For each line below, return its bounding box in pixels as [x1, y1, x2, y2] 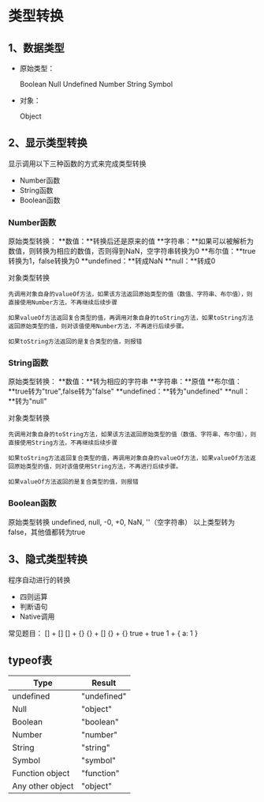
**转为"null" [8, 397, 47, 406]
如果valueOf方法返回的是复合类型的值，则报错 [8, 478, 139, 486]
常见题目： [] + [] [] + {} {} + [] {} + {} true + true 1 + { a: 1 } [8, 628, 199, 638]
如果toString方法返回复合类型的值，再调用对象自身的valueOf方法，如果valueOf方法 [8, 454, 251, 462]
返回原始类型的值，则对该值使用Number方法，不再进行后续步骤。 [8, 322, 188, 330]
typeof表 [8, 653, 53, 667]
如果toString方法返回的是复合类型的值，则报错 [8, 337, 143, 346]
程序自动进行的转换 [8, 574, 71, 585]
